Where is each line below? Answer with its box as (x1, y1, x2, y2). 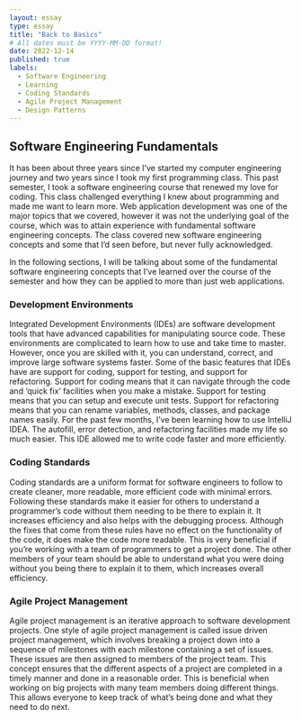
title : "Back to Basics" (9, 30, 102, 39)
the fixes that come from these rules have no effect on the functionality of (9, 524, 283, 535)
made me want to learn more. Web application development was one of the (9, 201, 288, 212)
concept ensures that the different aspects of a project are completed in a (9, 663, 283, 674)
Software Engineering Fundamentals (9, 139, 218, 154)
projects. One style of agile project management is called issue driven (9, 624, 268, 635)
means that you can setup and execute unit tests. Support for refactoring (9, 396, 279, 406)
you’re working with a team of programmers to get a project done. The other (9, 543, 292, 554)
